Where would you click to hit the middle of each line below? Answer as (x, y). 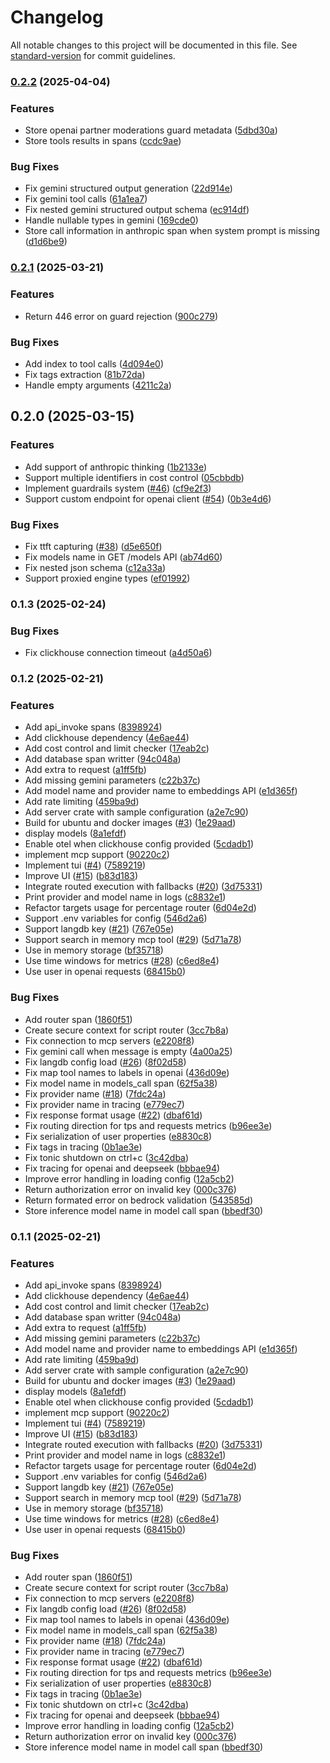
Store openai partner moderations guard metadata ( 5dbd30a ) (151, 130)
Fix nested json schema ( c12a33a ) (95, 567)
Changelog (57, 17)
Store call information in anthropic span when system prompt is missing (172, 231)
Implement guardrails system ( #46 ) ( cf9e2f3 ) (118, 488)
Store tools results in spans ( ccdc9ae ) (103, 141)
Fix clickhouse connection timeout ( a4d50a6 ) (118, 653)
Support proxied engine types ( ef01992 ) (107, 578)
